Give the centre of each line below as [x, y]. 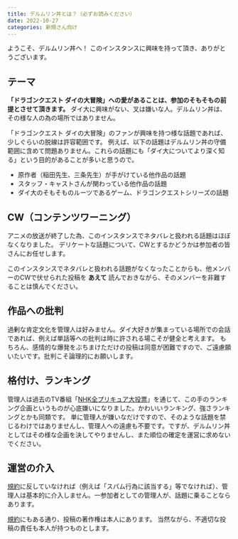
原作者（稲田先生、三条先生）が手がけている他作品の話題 [102, 175]
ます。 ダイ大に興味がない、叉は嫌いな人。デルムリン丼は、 [139, 109]
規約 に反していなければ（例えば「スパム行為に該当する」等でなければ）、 [115, 486]
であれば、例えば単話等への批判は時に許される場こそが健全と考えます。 [113, 338]
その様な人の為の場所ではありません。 [63, 118]
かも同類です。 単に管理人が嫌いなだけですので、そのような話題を [123, 417]
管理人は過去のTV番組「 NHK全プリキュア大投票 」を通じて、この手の [108, 399]
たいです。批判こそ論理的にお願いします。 [75, 356]
